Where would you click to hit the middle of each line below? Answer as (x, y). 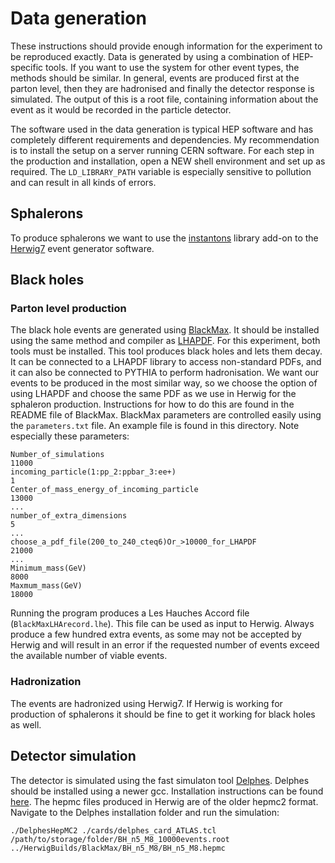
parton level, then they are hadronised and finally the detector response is (162, 88)
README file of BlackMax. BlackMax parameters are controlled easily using (166, 415)
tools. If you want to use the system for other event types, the (172, 67)
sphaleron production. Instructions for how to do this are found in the (152, 404)
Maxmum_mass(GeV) (46, 586)
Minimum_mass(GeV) (48, 568)
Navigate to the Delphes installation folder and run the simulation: (145, 812)
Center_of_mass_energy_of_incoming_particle (104, 490)
